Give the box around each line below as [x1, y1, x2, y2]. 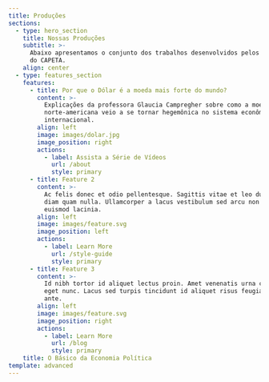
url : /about [50, 161, 91, 169]
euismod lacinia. [43, 205, 102, 213]
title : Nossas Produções [22, 34, 106, 42]
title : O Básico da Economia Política [22, 354, 152, 363]
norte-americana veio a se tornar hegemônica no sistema [43, 109, 239, 117]
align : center [22, 64, 70, 72]
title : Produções [8, 11, 66, 20]
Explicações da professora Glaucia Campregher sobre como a [43, 101, 249, 109]
